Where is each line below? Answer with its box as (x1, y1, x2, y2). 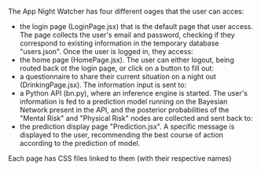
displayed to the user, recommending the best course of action (19, 130, 224, 140)
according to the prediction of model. (19, 139, 141, 147)
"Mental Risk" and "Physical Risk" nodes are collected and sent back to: (19, 114, 253, 122)
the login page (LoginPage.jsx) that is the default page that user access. (19, 22, 253, 31)
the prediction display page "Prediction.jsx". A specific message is (19, 122, 235, 131)
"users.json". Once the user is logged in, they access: (19, 47, 194, 56)
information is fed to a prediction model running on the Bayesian (19, 97, 228, 106)
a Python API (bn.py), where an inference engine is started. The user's (19, 89, 248, 97)
